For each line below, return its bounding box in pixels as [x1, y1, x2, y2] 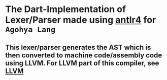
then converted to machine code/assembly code [5, 51, 162, 59]
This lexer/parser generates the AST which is [5, 43, 151, 51]
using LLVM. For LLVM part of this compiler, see [5, 59, 159, 67]
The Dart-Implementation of [5, 4, 126, 15]
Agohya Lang [5, 25, 56, 35]
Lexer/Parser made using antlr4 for [5, 14, 156, 26]
